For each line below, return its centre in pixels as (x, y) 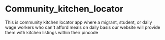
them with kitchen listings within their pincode (52, 32)
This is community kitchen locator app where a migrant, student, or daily (79, 22)
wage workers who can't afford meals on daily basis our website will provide (83, 27)
